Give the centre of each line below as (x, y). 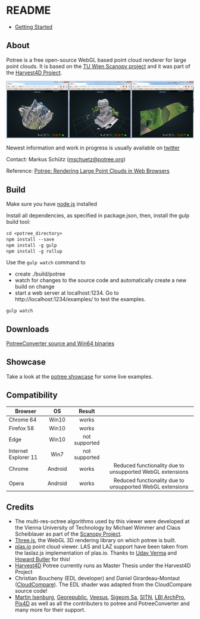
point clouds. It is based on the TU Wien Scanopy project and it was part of (98, 66)
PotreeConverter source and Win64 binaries (60, 343)
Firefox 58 (21, 428)
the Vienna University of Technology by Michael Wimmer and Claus (98, 528)
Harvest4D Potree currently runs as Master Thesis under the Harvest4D (103, 565)
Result (87, 411)
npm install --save (30, 240)
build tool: (18, 222)
